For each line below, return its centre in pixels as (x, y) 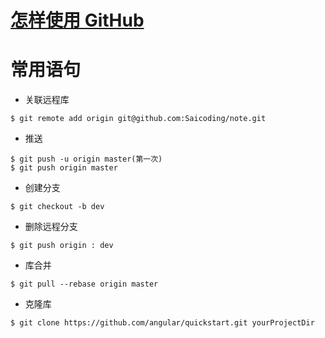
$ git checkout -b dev (57, 207)
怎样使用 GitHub (77, 20)
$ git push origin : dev (62, 246)
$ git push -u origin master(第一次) (86, 159)
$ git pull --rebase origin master (84, 284)
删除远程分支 (51, 227)
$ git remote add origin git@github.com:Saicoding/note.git (138, 119)
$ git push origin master (64, 168)
